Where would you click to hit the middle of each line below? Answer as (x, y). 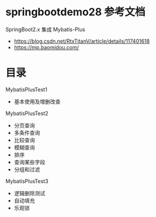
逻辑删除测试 (29, 193)
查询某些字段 (29, 162)
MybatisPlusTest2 (27, 113)
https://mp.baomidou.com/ (46, 47)
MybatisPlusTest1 (26, 89)
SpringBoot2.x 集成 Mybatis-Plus (45, 29)
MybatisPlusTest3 (27, 181)
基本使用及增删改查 (37, 101)
